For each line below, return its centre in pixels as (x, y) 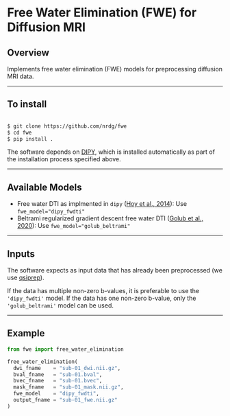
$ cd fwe (20, 132)
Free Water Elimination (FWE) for (102, 13)
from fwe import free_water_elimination (66, 349)
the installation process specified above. (64, 159)
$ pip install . (30, 139)
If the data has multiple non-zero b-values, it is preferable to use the (103, 291)
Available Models (44, 187)
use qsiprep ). (26, 278)
